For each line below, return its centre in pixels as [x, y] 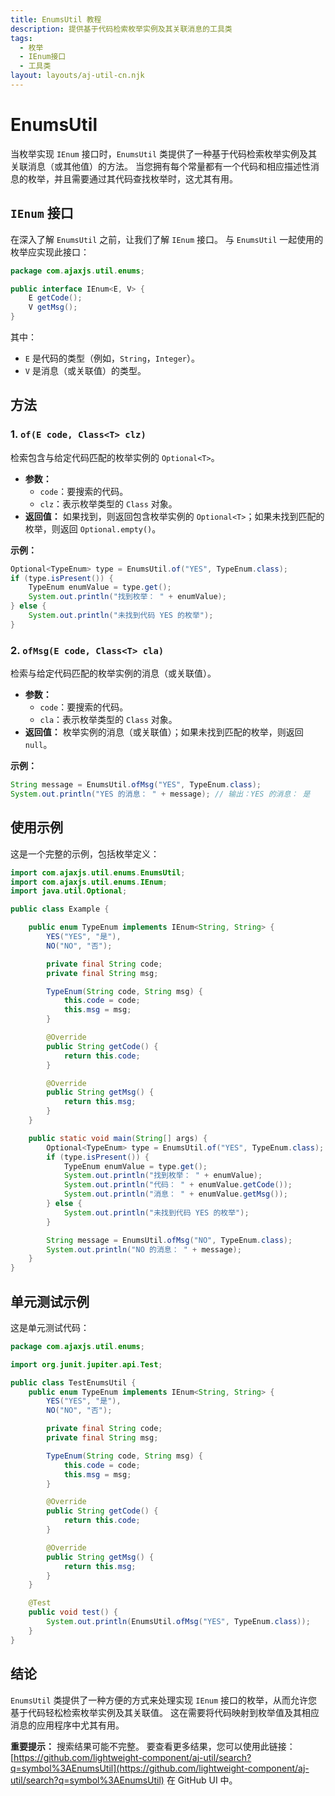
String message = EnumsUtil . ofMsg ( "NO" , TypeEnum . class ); [169, 1240]
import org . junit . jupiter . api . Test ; [86, 1364]
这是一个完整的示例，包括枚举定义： [85, 853]
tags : [21, 38]
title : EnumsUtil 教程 [56, 19]
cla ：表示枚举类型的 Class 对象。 [108, 720]
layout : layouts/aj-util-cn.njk [77, 76]
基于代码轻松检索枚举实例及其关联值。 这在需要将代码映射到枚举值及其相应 [165, 1712]
